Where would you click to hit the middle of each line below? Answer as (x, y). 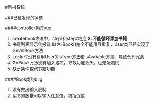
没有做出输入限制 (29, 90)
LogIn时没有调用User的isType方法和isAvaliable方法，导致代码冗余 (78, 57)
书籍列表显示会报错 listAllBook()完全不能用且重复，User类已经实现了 (81, 44)
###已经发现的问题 (24, 18)
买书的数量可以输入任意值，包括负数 (48, 96)
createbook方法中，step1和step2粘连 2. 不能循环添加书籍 (69, 38)
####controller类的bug (28, 28)
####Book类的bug (24, 79)
